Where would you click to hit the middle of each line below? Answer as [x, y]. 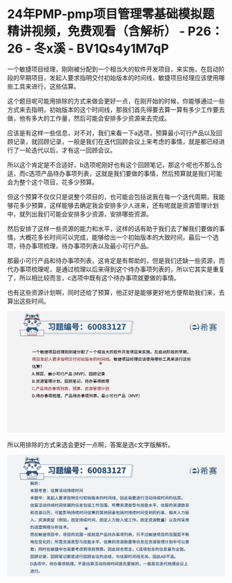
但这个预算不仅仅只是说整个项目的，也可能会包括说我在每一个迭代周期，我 [113, 197]
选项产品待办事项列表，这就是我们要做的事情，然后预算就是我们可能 [125, 173]
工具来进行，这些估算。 [46, 86]
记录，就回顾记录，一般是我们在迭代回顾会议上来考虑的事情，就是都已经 [116, 141]
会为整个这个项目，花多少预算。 [52, 182]
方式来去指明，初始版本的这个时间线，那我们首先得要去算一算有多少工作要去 [116, 109]
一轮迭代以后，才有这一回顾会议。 [67, 150]
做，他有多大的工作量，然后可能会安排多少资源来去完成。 [89, 118]
